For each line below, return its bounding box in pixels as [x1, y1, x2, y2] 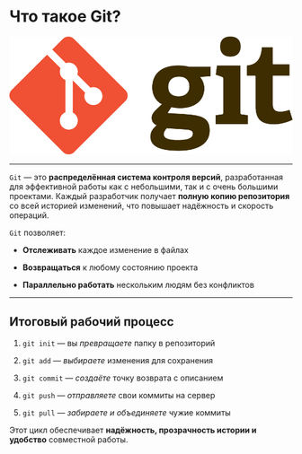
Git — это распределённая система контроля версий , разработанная [9, 172, 284, 183]
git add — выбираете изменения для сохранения [22, 355, 214, 366]
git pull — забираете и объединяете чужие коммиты [22, 407, 231, 418]
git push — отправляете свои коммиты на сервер [22, 390, 216, 401]
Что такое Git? [9, 6, 121, 27]
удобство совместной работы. [9, 434, 129, 445]
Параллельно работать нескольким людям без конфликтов [22, 280, 254, 291]
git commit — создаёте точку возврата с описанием [22, 372, 224, 383]
